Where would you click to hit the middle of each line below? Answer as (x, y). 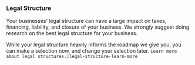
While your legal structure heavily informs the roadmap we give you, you (94, 45)
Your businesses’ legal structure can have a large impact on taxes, (86, 21)
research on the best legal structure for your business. (72, 33)
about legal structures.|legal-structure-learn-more (72, 57)
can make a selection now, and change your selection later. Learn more (92, 51)
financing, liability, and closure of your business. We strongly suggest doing (98, 27)
